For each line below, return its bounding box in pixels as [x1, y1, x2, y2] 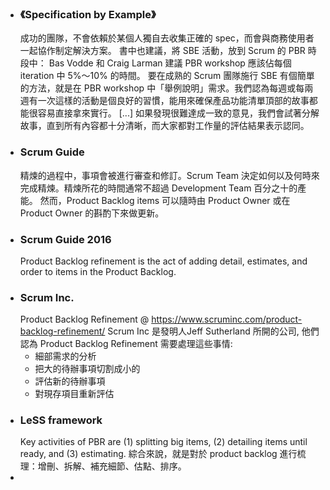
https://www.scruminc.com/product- [151, 313, 303, 326]
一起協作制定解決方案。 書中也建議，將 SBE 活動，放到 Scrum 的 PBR [19, 45, 306, 57]
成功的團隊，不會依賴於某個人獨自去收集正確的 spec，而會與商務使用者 [19, 32, 315, 44]
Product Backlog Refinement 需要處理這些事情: [39, 338, 233, 350]
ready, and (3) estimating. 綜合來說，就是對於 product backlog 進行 [19, 448, 298, 460]
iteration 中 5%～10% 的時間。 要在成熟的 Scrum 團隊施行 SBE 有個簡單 [19, 70, 315, 82]
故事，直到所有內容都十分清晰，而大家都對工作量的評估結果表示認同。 [19, 120, 310, 132]
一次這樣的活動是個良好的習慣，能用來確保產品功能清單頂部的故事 [37, 95, 310, 107]
